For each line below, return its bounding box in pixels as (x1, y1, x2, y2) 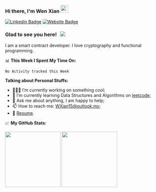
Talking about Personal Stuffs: (5, 77, 68, 83)
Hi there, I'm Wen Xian (5, 7, 60, 14)
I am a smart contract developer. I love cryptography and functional (5, 42, 142, 48)
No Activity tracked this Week (5, 69, 69, 74)
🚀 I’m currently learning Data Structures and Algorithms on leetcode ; (12, 92, 151, 98)
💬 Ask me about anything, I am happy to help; (12, 97, 105, 103)
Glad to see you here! (5, 31, 57, 38)
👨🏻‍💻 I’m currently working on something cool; (12, 87, 105, 93)
